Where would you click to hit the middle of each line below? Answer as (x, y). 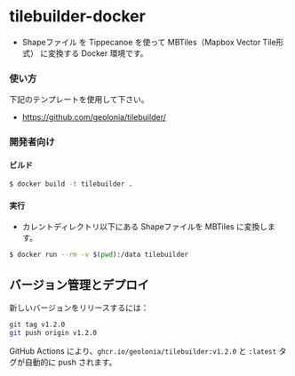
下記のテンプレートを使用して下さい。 (79, 100)
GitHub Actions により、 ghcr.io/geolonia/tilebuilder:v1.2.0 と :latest (143, 351)
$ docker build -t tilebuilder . (71, 184)
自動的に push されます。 (71, 362)
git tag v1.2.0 (37, 325)
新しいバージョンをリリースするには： (79, 308)
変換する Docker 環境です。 (98, 53)
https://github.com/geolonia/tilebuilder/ (94, 117)
